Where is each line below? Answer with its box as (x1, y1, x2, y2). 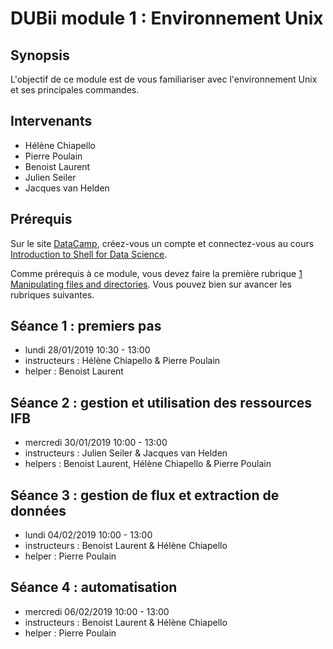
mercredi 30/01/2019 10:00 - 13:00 (24, 437, 168, 449)
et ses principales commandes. (10, 84, 140, 96)
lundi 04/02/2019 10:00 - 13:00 (24, 529, 153, 541)
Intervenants (10, 113, 93, 130)
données (10, 502, 67, 519)
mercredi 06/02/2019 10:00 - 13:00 (24, 605, 170, 617)
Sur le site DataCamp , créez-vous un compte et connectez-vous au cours (10, 237, 315, 249)
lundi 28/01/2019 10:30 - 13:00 (24, 344, 151, 356)
